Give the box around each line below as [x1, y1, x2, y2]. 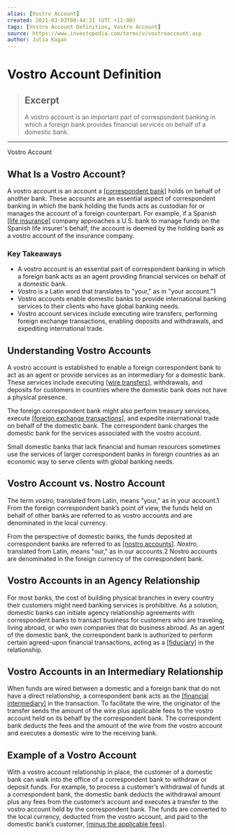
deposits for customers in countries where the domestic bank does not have [7, 386, 227, 394]
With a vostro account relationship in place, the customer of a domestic [7, 768, 213, 776]
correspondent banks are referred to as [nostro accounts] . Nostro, [7, 539, 199, 548]
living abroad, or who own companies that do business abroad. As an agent [7, 623, 225, 631]
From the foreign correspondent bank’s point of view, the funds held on [7, 504, 213, 512]
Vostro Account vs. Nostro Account [7, 478, 166, 490]
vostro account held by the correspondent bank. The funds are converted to [7, 805, 227, 813]
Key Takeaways [7, 249, 62, 258]
